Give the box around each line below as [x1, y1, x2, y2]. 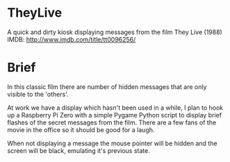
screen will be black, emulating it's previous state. [7, 146, 151, 154]
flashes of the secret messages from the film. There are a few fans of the [7, 118, 217, 127]
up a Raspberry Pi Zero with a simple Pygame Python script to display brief [7, 111, 222, 119]
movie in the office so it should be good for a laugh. [7, 125, 155, 133]
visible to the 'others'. [7, 90, 69, 98]
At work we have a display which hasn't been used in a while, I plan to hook [7, 103, 224, 112]
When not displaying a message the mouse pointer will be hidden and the [7, 139, 217, 147]
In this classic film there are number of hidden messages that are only [7, 82, 207, 91]
